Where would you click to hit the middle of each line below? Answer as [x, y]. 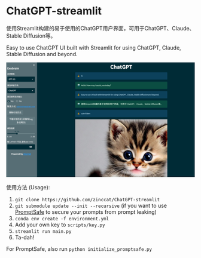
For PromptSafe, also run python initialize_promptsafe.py [79, 249]
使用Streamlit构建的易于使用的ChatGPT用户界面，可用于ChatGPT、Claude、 [100, 28]
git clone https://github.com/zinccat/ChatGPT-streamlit [87, 200]
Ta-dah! [25, 238]
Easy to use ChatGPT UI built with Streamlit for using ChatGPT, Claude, [94, 47]
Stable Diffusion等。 [31, 36]
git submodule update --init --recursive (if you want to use [91, 206]
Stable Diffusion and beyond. [42, 54]
